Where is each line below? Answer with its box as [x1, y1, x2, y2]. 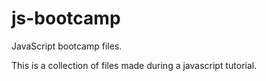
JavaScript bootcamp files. [11, 40, 123, 52]
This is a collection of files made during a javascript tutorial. [11, 59, 258, 71]
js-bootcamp [11, 7, 121, 30]
